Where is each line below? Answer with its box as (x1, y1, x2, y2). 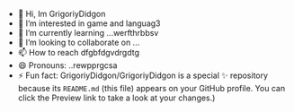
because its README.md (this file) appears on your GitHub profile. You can (17, 83, 286, 93)
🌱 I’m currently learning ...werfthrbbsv (17, 28, 159, 38)
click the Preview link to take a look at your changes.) (17, 92, 216, 103)
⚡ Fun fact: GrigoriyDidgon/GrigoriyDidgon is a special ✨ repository (17, 70, 268, 81)
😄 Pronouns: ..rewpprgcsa (17, 60, 118, 71)
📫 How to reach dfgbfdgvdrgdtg (17, 47, 139, 57)
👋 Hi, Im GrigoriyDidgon (17, 9, 106, 19)
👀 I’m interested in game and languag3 (17, 18, 161, 29)
